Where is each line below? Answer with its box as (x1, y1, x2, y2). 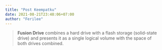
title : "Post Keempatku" (5, 7, 57, 12)
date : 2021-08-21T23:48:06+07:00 (5, 12, 75, 17)
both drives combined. (17, 41, 64, 47)
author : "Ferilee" (5, 16, 43, 21)
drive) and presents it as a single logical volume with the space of (17, 35, 152, 41)
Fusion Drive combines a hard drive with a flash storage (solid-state (17, 30, 158, 36)
